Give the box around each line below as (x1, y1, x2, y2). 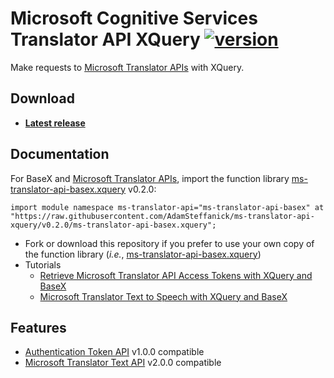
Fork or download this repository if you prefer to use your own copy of (24, 237, 315, 249)
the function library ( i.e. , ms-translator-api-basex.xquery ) (24, 248, 262, 260)
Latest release (24, 117, 86, 129)
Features (10, 319, 67, 336)
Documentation (10, 146, 110, 163)
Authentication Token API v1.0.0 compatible (24, 346, 205, 358)
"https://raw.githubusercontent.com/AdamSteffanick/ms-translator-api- (10, 211, 315, 221)
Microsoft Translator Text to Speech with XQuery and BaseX (39, 290, 288, 302)
